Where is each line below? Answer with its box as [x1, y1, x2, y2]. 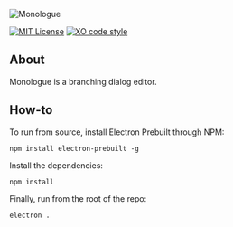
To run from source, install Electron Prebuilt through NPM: [9, 127, 225, 137]
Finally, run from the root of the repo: [9, 193, 147, 203]
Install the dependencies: [9, 159, 104, 171]
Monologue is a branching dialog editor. [9, 76, 157, 87]
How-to [9, 102, 53, 118]
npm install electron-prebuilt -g [9, 144, 140, 153]
